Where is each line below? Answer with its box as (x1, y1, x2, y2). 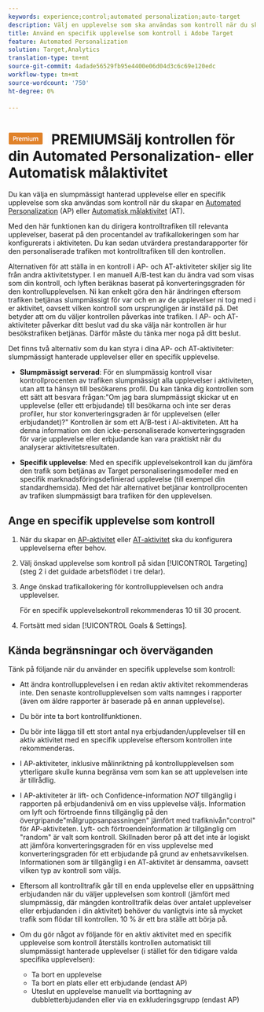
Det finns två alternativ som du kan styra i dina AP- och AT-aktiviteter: (8, 344, 234, 354)
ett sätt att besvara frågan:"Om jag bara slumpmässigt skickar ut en (19, 393, 239, 402)
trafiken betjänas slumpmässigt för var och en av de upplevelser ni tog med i (8, 295, 256, 305)
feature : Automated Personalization (8, 38, 128, 46)
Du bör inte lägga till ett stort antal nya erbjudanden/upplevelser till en (19, 727, 246, 736)
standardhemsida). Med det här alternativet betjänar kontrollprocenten (19, 483, 248, 493)
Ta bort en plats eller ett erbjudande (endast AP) (31, 978, 188, 988)
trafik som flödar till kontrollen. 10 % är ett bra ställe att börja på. (19, 914, 228, 923)
